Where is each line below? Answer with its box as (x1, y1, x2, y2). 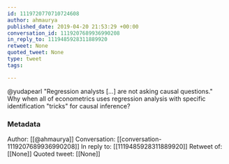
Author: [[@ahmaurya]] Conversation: (7, 135, 116, 143)
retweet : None (7, 42, 49, 49)
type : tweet (7, 56, 42, 63)
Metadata (7, 119, 40, 129)
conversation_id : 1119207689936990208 (7, 29, 120, 37)
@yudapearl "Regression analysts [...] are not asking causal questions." (7, 87, 213, 95)
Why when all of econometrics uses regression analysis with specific (7, 95, 206, 103)
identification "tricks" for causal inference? (7, 101, 131, 110)
